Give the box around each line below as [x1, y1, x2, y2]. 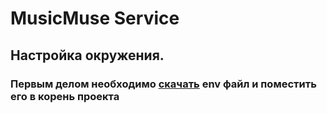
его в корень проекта [10, 89, 120, 103]
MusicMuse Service [10, 7, 180, 30]
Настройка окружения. [10, 47, 165, 64]
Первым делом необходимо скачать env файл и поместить [10, 77, 317, 91]
